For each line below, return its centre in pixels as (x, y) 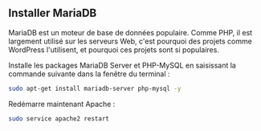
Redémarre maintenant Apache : (62, 104)
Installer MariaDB (53, 13)
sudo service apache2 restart (59, 119)
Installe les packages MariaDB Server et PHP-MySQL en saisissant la (122, 65)
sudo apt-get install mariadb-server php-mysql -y (95, 88)
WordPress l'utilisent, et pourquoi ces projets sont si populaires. (114, 49)
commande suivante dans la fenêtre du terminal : (89, 74)
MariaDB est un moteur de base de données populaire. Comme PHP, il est (130, 32)
